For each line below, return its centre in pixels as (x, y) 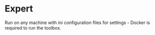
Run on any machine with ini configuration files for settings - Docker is (77, 22)
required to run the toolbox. (33, 27)
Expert (19, 9)
